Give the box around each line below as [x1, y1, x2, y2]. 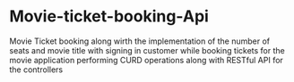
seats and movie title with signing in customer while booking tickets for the [9, 45, 285, 55]
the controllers [9, 64, 64, 75]
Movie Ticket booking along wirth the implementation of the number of [9, 36, 271, 46]
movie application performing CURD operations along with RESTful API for [9, 54, 284, 65]
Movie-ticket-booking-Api [9, 6, 209, 27]
